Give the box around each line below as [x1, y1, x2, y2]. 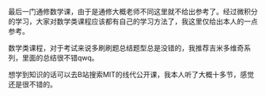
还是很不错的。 [8, 79, 57, 89]
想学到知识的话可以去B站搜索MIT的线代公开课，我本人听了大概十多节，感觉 [8, 70, 255, 79]
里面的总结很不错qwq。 [21, 54, 99, 62]
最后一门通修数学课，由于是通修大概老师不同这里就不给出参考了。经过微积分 [8, 7, 258, 16]
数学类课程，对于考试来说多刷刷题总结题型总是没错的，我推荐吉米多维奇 [8, 43, 244, 53]
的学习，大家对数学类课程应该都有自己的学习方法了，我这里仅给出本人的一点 [8, 17, 258, 26]
